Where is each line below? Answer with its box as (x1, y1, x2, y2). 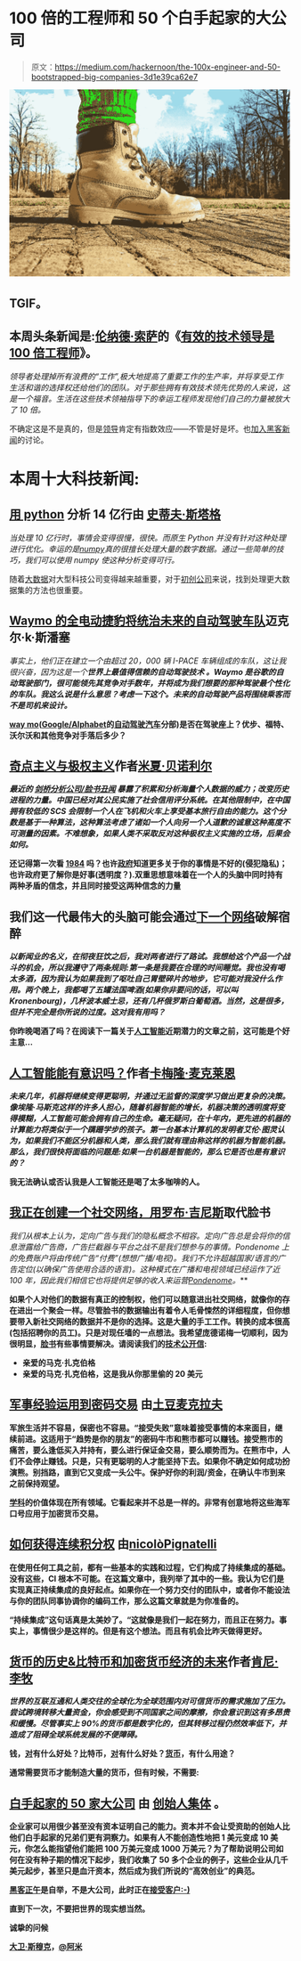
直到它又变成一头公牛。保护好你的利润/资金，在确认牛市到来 (63, 1467, 286, 1477)
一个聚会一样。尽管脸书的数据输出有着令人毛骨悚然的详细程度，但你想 (32, 1305, 290, 1315)
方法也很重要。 (32, 584, 87, 595)
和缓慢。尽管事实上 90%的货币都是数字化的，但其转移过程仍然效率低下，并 (9, 1718, 288, 1729)
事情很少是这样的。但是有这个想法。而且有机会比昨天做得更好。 (32, 1625, 267, 1636)
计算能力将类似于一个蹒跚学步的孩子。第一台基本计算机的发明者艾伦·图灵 (9, 1124, 278, 1135)
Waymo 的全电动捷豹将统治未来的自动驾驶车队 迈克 (9, 614, 289, 629)
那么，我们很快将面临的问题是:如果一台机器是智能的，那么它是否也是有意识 (9, 1146, 285, 1158)
